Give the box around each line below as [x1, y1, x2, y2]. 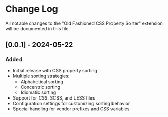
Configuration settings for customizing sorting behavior [12, 100, 130, 106]
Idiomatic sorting [20, 89, 57, 95]
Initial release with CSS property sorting [12, 67, 98, 73]
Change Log [5, 3, 58, 15]
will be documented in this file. [5, 25, 70, 31]
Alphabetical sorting [20, 78, 63, 85]
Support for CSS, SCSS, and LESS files [12, 94, 95, 101]
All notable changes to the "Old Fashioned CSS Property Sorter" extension [5, 20, 163, 26]
